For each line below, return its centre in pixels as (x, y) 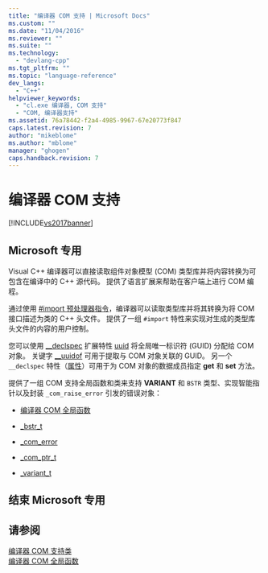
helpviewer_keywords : (45, 98)
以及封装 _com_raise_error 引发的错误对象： (89, 393)
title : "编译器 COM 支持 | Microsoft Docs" (79, 16)
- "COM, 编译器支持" (47, 113)
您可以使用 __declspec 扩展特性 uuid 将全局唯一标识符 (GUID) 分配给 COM (131, 346)
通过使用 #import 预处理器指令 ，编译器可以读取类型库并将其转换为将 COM (132, 308)
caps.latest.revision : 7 (50, 128)
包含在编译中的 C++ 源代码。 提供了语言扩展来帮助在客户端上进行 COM (127, 281)
